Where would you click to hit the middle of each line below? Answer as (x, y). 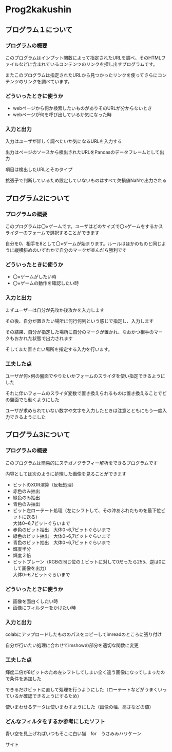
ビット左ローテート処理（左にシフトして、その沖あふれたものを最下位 (87, 510)
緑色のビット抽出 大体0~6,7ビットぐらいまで (62, 536)
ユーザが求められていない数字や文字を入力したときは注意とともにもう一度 (84, 411)
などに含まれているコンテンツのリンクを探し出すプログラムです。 (88, 64)
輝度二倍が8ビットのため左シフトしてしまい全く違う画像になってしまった (83, 672)
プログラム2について (38, 198)
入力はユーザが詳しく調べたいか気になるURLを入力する (64, 141)
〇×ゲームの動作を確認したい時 (46, 283)
